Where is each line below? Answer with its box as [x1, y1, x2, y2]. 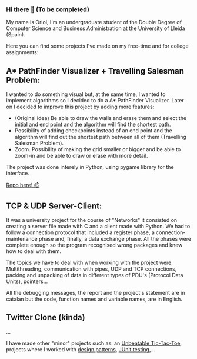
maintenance [6, 235, 38, 242]
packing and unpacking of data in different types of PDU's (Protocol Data [6, 271, 183, 278]
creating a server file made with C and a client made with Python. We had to [6, 222, 191, 230]
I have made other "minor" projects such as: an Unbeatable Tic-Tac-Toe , [6, 340, 182, 347]
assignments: [6, 49, 39, 56]
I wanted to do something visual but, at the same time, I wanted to [6, 91, 166, 98]
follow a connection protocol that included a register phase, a [6, 229, 155, 236]
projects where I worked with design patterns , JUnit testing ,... [6, 345, 156, 353]
